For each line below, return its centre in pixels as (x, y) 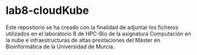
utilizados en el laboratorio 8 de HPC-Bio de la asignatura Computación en (98, 33)
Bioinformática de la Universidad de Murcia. (60, 47)
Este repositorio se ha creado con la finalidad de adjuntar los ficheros (92, 27)
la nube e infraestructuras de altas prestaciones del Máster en (83, 40)
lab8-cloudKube (47, 11)
